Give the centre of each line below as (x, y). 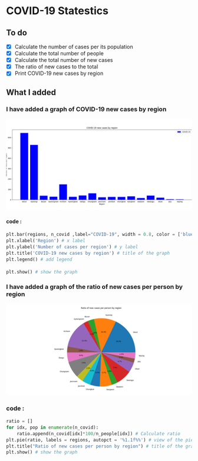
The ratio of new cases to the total (56, 67)
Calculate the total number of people (59, 54)
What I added (31, 92)
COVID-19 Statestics (57, 11)
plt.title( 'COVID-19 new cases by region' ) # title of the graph (88, 253)
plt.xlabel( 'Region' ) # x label (46, 241)
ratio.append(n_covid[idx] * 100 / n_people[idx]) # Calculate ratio (99, 434)
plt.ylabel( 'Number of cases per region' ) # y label (72, 247)
